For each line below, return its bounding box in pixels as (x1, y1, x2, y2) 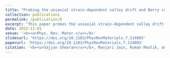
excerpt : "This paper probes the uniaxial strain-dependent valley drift (5, 21, 164, 27)
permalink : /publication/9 (5, 17, 62, 22)
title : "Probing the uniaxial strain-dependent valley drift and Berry (5, 7, 159, 13)
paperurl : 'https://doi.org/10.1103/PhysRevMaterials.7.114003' (5, 40, 144, 45)
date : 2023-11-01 (5, 26, 42, 31)
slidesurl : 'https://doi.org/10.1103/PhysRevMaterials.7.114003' (5, 36, 146, 41)
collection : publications (5, 12, 60, 17)
